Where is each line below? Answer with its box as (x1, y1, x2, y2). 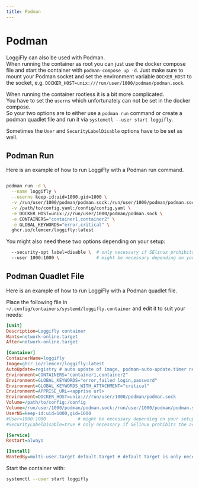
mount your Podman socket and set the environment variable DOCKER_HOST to (6, 72, 192, 80)
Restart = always (6, 438, 44, 444)
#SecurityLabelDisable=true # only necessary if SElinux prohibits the (6, 422, 187, 428)
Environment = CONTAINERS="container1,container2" (6, 372, 129, 378)
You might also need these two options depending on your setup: (6, 238, 166, 245)
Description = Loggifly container (6, 328, 86, 334)
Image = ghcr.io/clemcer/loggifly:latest (6, 361, 105, 367)
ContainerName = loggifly (6, 355, 65, 362)
